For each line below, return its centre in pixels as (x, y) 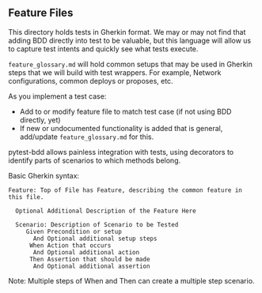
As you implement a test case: (57, 96)
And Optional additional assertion (91, 266)
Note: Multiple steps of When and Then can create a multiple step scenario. (131, 280)
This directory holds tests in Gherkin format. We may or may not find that (127, 32)
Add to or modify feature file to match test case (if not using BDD (125, 111)
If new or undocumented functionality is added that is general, (121, 128)
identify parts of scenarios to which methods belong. (95, 160)
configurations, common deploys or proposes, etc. (91, 81)
